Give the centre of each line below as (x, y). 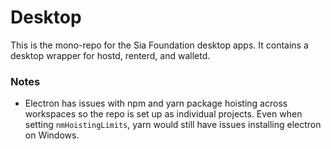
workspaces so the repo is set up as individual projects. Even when (163, 114)
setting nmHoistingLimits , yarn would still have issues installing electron (173, 125)
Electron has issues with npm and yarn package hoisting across (156, 103)
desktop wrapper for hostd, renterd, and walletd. (110, 55)
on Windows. (52, 135)
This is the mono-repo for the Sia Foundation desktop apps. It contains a (159, 45)
